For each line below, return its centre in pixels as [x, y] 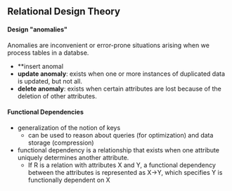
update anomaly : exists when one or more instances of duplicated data [121, 74]
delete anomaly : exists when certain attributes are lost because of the [119, 88]
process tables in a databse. [48, 53]
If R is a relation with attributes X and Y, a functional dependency [122, 165]
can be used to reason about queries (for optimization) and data [121, 135]
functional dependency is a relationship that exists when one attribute [118, 150]
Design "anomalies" [38, 29]
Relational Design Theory [64, 12]
